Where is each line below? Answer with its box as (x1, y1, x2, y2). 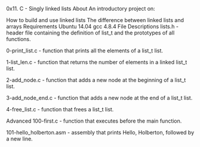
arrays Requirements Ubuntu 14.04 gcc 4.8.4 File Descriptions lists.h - (6, 23, 179, 30)
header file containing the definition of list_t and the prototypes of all (6, 29, 175, 36)
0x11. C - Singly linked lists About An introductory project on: (6, 5, 155, 12)
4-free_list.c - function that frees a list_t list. (6, 106, 114, 112)
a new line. (6, 135, 33, 142)
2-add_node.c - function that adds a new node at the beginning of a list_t (6, 77, 186, 83)
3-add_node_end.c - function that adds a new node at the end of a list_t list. (6, 95, 193, 101)
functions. (6, 36, 31, 42)
